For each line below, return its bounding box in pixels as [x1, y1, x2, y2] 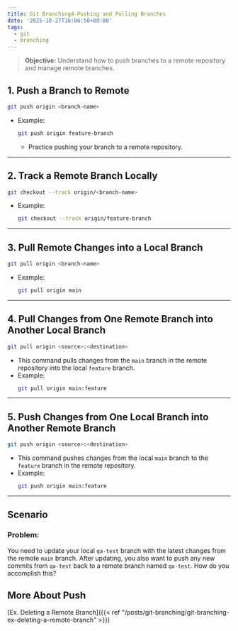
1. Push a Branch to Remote [7, 84, 130, 97]
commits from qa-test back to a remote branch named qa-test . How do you [7, 561, 229, 570]
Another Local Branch [7, 324, 106, 336]
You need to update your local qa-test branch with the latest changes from [7, 546, 227, 554]
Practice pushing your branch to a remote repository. [28, 143, 183, 151]
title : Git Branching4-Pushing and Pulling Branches [7, 10, 166, 18]
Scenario [7, 509, 48, 521]
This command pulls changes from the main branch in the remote [17, 356, 208, 364]
